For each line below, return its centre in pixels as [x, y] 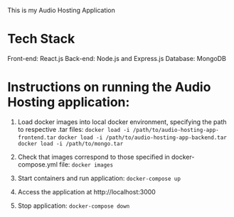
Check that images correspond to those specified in [94, 157]
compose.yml [38, 164]
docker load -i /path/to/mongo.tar [70, 144]
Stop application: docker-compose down [74, 206]
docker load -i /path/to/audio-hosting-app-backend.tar [143, 138]
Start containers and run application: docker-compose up [99, 178]
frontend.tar [37, 138]
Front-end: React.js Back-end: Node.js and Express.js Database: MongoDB [117, 58]
